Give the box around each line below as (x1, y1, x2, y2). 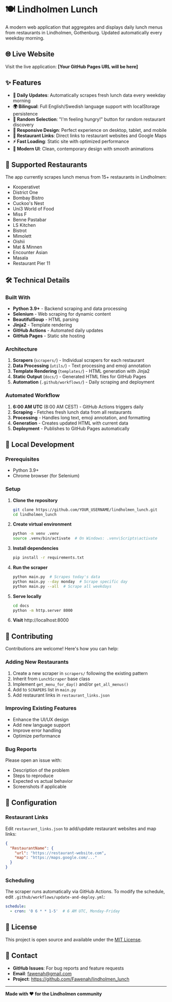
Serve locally (12, 593, 42, 599)
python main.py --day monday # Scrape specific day (12, 579, 128, 584)
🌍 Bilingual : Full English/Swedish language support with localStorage (12, 103, 160, 109)
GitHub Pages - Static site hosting (12, 333, 85, 339)
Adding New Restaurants (5, 659, 69, 666)
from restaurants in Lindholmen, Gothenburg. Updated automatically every (5, 29, 162, 35)
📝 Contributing (5, 632, 53, 641)
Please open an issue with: (5, 757, 62, 763)
